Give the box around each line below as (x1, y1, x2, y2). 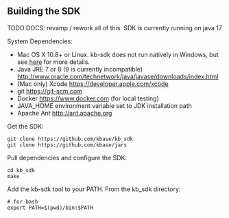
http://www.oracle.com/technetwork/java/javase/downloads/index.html (16, 72, 219, 80)
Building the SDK (7, 6, 81, 17)
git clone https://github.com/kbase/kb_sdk (7, 135, 134, 142)
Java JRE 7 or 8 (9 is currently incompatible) (16, 65, 143, 73)
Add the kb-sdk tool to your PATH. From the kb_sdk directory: (7, 185, 181, 193)
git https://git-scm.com (16, 87, 82, 95)
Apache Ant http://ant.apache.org (16, 109, 112, 117)
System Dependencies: (7, 37, 73, 45)
